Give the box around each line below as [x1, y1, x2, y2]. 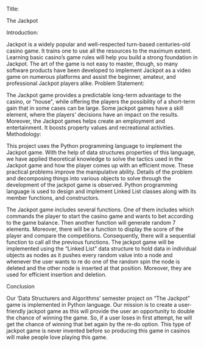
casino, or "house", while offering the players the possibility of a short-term [6, 98, 195, 105]
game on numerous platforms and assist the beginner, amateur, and [6, 73, 176, 80]
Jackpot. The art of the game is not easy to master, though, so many [6, 60, 178, 67]
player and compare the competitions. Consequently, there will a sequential [6, 232, 196, 239]
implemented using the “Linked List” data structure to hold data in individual [6, 245, 197, 252]
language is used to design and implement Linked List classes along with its [6, 188, 197, 195]
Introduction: [6, 29, 38, 36]
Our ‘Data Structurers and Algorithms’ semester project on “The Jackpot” [6, 294, 191, 302]
